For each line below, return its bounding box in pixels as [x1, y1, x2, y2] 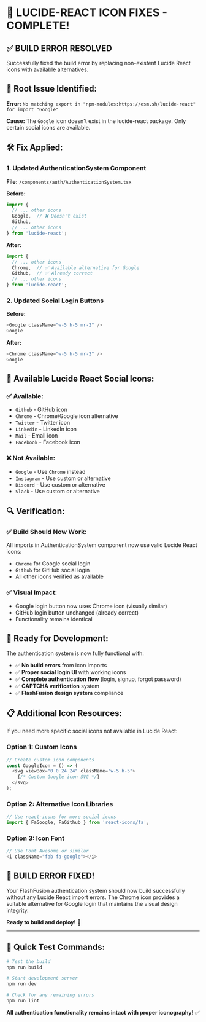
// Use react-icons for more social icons [6, 814, 116, 820]
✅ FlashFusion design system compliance [15, 689, 124, 696]
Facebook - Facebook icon [15, 439, 81, 446]
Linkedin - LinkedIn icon [15, 425, 77, 433]
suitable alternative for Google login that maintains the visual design [6, 900, 178, 907]
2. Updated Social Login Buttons [6, 296, 104, 305]
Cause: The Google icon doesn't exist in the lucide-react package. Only [6, 117, 186, 125]
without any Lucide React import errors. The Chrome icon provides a [6, 894, 180, 901]
